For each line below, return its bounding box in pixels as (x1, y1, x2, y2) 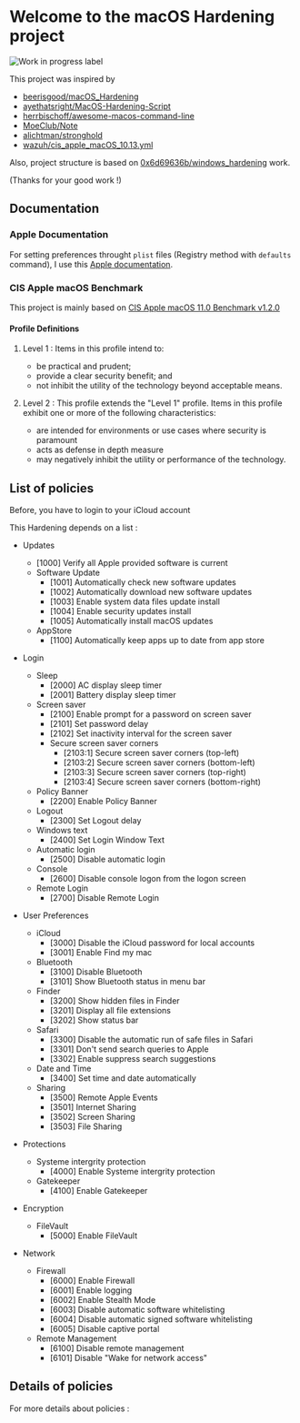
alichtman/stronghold (22, 129, 103, 140)
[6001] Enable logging (49, 1285, 133, 1296)
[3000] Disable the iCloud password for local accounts (49, 937, 255, 948)
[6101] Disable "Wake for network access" (49, 1352, 207, 1363)
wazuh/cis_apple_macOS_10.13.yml (22, 139, 154, 150)
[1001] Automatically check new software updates (49, 576, 236, 588)
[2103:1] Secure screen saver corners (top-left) (63, 747, 240, 758)
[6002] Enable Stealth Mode (49, 1294, 156, 1305)
